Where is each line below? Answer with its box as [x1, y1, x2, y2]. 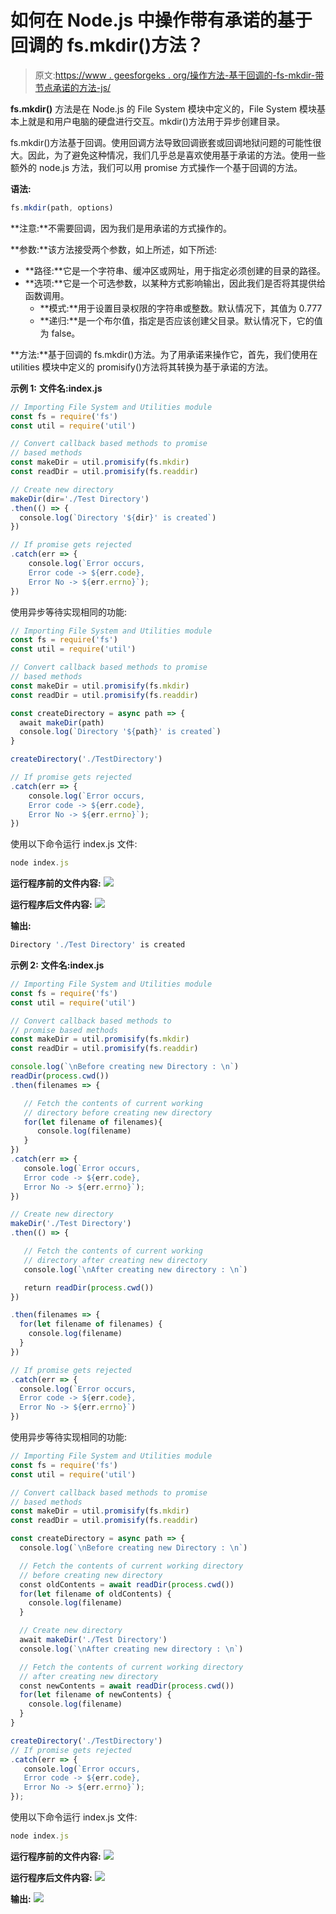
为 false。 [39, 327, 81, 339]
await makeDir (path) [19, 717, 105, 728]
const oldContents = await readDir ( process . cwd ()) [19, 1579, 235, 1590]
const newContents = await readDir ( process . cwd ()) [19, 1681, 235, 1691]
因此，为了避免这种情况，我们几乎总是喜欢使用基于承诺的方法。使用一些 [27, 149, 326, 161]
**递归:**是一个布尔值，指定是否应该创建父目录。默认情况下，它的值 [39, 314, 323, 326]
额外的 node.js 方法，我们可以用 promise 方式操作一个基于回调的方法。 [10, 161, 303, 173]
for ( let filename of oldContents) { [19, 1589, 172, 1599]
